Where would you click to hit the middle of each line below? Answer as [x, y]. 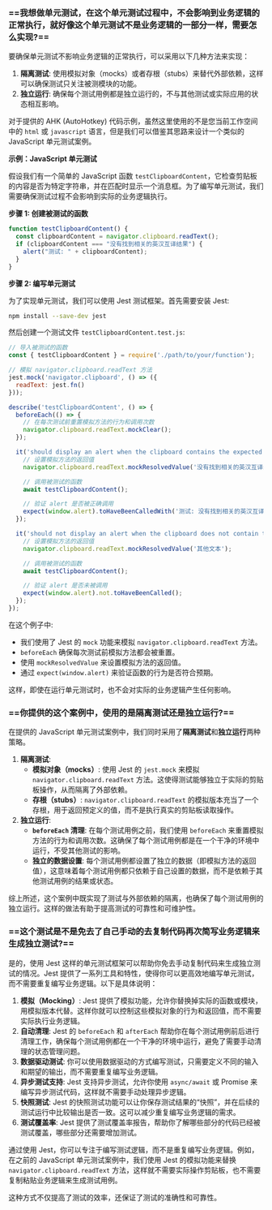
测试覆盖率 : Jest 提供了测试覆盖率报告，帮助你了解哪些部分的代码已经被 [140, 1122]
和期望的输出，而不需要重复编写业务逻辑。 [91, 1071]
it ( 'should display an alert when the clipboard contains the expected [139, 452]
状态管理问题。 [59, 1051]
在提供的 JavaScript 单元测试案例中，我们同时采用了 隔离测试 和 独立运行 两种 [135, 732]
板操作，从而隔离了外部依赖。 [82, 790]
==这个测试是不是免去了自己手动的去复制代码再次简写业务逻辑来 [134, 932]
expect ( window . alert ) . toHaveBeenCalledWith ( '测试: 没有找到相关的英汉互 [141, 512]
